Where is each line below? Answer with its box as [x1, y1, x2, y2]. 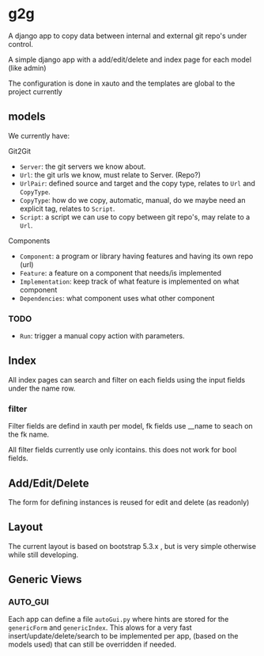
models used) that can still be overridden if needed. [8, 639, 176, 650]
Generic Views [8, 573, 82, 586]
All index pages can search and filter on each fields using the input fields [8, 375, 246, 384]
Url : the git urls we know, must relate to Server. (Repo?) [19, 170, 202, 179]
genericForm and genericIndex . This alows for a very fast [8, 623, 192, 632]
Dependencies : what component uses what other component [19, 293, 215, 303]
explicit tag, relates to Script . [19, 204, 115, 213]
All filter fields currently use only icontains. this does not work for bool [8, 445, 237, 455]
